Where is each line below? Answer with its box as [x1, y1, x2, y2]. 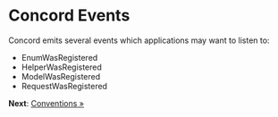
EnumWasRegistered [21, 52, 98, 63]
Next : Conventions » [8, 97, 85, 108]
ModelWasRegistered [21, 71, 101, 81]
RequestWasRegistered [21, 80, 108, 91]
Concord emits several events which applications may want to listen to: [8, 35, 270, 46]
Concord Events [8, 5, 131, 26]
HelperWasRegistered [21, 62, 102, 72]
